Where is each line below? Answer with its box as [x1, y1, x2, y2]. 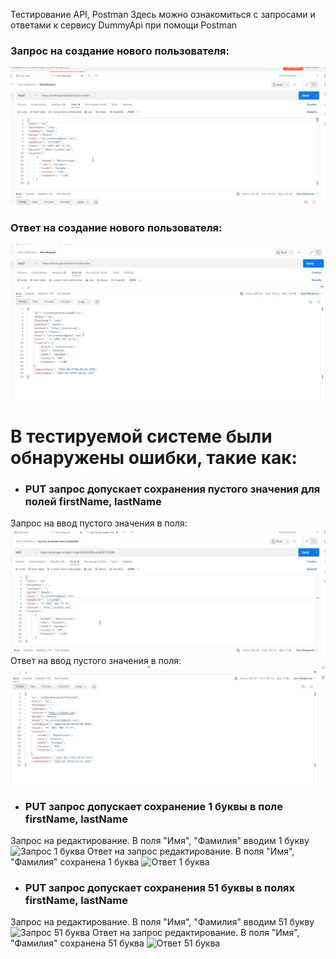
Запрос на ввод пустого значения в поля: [10, 517, 188, 529]
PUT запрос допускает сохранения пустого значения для [24, 482, 321, 496]
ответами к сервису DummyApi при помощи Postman [10, 19, 238, 31]
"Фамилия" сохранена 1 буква [10, 855, 140, 868]
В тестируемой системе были [10, 425, 273, 448]
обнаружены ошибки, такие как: [10, 446, 298, 469]
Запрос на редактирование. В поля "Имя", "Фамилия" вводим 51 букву [10, 916, 315, 928]
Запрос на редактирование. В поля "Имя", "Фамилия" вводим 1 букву [10, 834, 310, 846]
